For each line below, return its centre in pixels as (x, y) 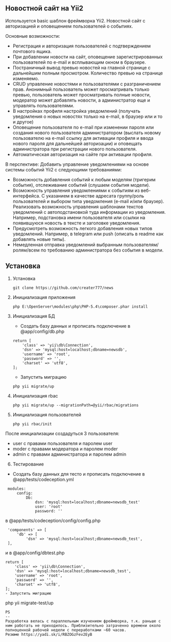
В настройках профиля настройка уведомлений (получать (76, 111)
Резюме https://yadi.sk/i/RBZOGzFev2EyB (49, 634)
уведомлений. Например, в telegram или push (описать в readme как (88, 234)
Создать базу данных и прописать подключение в (75, 326)
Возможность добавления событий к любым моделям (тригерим (84, 179)
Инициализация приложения (44, 297)
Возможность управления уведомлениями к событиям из (76, 190)
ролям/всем (26, 250)
